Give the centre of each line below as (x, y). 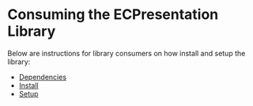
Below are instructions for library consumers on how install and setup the (126, 53)
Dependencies (43, 77)
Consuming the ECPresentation (113, 15)
